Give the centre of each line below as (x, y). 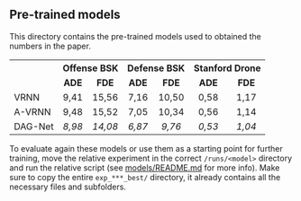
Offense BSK (91, 68)
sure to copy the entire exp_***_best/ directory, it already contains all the (145, 177)
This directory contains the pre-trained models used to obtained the (135, 36)
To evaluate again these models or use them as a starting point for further (146, 148)
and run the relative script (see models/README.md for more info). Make (145, 167)
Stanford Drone (227, 68)
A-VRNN (32, 111)
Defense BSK (156, 68)
